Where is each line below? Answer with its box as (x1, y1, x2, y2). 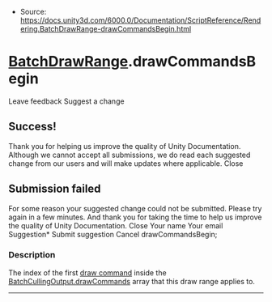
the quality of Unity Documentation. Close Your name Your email (8, 220, 223, 230)
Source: (19, 7, 47, 16)
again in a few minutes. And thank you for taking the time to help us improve (8, 212, 262, 222)
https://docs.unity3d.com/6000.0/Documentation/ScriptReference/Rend (19, 15, 261, 25)
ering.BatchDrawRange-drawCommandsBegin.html (19, 24, 192, 33)
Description (8, 249, 56, 261)
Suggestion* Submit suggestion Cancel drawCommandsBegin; (8, 229, 218, 239)
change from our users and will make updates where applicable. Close (8, 158, 244, 168)
